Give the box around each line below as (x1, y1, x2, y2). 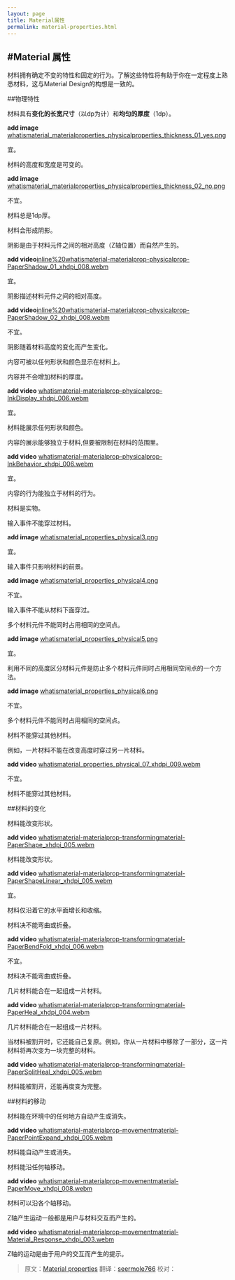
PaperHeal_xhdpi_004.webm (7, 1008, 90, 1017)
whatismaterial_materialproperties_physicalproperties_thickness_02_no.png (7, 182, 226, 190)
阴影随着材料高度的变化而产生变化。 (7, 343, 112, 351)
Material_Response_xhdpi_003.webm (7, 1235, 114, 1244)
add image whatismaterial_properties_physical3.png (7, 533, 159, 541)
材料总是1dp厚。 (7, 211, 55, 220)
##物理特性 (7, 95, 40, 103)
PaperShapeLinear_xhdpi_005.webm (7, 877, 113, 885)
